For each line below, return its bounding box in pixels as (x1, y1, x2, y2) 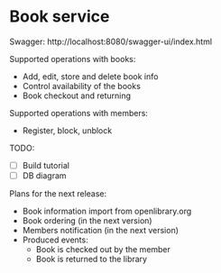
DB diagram (22, 170, 67, 181)
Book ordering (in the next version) (22, 215, 152, 226)
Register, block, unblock (22, 124, 113, 136)
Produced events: (22, 234, 88, 245)
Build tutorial (22, 159, 70, 170)
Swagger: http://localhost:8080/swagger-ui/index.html (9, 36, 213, 47)
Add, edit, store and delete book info (22, 70, 159, 82)
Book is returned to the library (35, 254, 147, 265)
